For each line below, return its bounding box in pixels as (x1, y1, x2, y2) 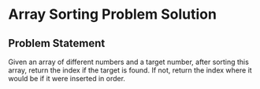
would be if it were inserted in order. (8, 74, 126, 83)
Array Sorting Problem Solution (8, 5, 217, 23)
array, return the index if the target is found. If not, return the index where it (8, 66, 252, 75)
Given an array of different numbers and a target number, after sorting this (8, 57, 250, 66)
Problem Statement (8, 37, 106, 50)
